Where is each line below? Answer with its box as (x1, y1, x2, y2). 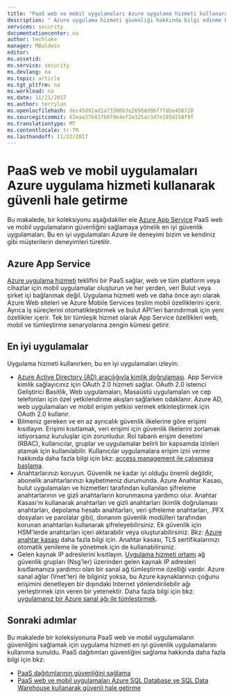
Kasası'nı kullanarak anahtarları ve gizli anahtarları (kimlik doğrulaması (17, 498, 218, 506)
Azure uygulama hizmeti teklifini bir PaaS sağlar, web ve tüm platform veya (7, 276, 221, 284)
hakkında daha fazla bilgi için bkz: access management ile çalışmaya (17, 453, 214, 463)
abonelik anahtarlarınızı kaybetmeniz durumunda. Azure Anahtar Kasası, (17, 476, 224, 484)
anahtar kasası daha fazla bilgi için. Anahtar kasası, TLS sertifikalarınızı (17, 535, 220, 543)
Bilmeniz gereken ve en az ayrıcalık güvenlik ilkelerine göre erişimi (17, 417, 207, 425)
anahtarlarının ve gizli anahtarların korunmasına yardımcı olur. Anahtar (17, 491, 217, 499)
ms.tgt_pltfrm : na (7, 81, 60, 88)
